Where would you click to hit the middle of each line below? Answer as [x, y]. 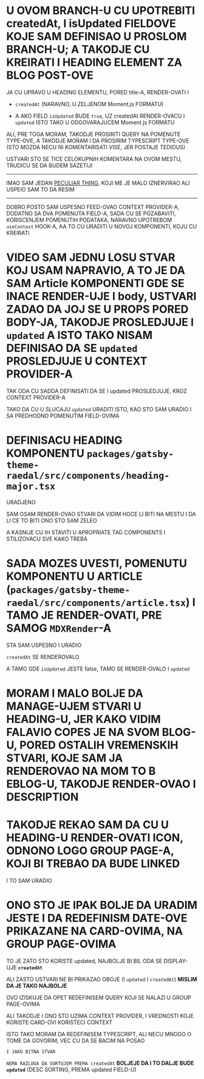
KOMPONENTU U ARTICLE [74, 576]
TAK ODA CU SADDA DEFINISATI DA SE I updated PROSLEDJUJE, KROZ [97, 391]
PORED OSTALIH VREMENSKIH [99, 745]
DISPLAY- [176, 961]
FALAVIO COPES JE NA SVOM [83, 732]
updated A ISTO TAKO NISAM [80, 335]
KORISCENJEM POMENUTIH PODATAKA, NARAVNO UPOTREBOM [89, 219]
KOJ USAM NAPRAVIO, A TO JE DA [96, 270]
